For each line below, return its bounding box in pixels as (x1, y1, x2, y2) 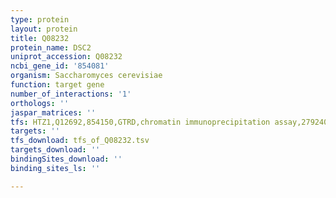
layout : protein (10, 24, 78, 34)
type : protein (10, 14, 70, 25)
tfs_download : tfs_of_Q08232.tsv (10, 136, 150, 146)
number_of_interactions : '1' (10, 89, 132, 99)
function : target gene (10, 80, 105, 90)
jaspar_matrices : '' (10, 107, 97, 118)
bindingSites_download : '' (10, 154, 123, 164)
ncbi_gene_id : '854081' (10, 61, 110, 71)
